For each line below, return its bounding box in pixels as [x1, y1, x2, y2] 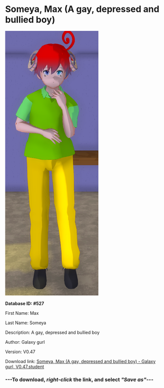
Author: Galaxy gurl [5, 339, 45, 345]
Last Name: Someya [5, 320, 46, 326]
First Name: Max [5, 310, 39, 316]
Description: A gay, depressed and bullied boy [5, 329, 100, 335]
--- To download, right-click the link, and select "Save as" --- [5, 376, 154, 383]
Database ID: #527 [5, 300, 44, 306]
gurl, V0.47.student [5, 364, 44, 370]
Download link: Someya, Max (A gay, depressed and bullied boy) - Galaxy [5, 358, 156, 364]
